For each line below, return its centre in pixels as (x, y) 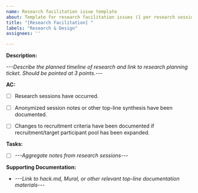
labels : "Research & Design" (42, 28)
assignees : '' (24, 34)
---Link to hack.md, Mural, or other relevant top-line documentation (97, 179)
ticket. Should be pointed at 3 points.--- (55, 73)
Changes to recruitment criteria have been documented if (84, 126)
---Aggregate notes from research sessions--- (71, 156)
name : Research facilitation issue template (62, 12)
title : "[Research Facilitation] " (50, 22)
